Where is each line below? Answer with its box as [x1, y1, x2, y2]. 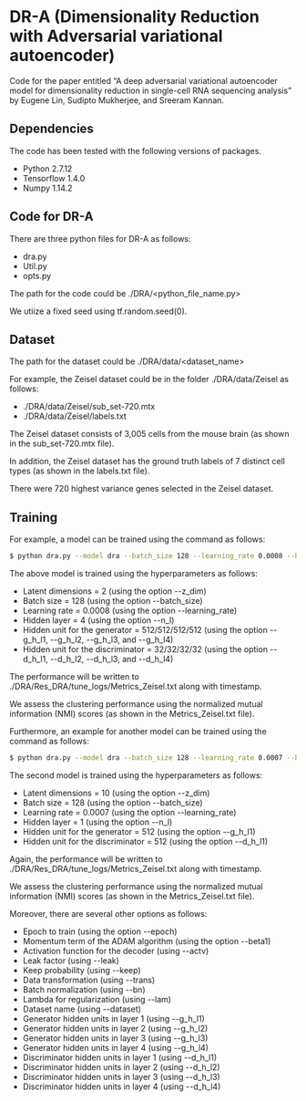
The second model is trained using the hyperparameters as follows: [9, 769, 263, 781]
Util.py [22, 260, 47, 271]
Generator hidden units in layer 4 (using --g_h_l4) [22, 1042, 209, 1053]
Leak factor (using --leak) [22, 955, 120, 966]
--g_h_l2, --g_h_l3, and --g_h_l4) [49, 634, 174, 645]
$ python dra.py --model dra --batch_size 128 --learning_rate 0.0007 [9, 753, 283, 763]
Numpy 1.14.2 [22, 182, 73, 193]
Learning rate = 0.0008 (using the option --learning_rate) [22, 605, 238, 617]
